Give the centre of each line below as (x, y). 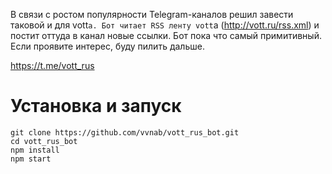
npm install (35, 150)
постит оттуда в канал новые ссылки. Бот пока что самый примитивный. (166, 35)
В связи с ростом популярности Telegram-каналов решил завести (152, 14)
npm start (31, 159)
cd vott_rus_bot (44, 141)
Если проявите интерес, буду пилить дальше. (107, 46)
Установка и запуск (96, 106)
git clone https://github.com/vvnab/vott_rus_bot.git (125, 132)
